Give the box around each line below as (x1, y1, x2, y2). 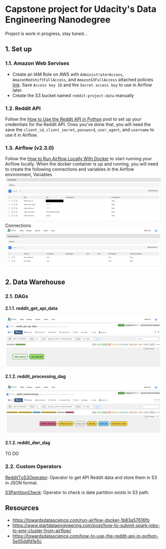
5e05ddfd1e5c (12, 538, 42, 544)
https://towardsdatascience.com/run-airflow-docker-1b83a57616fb (12, 517, 150, 523)
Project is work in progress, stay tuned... (5, 30, 88, 36)
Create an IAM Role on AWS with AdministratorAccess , (12, 71, 124, 77)
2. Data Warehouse (5, 278, 65, 287)
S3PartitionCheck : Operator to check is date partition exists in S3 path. (5, 489, 150, 495)
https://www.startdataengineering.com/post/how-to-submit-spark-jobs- (12, 522, 160, 528)
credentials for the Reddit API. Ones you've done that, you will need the (5, 121, 151, 127)
